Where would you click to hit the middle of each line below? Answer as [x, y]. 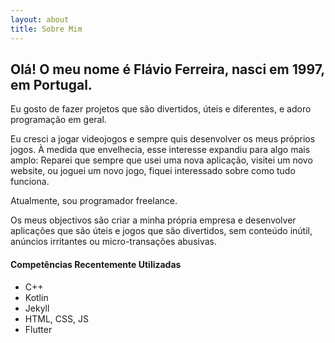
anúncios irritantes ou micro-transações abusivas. [114, 242]
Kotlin [36, 297]
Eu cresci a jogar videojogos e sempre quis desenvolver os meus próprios [163, 139]
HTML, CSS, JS [56, 318]
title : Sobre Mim [46, 29]
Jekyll [37, 308]
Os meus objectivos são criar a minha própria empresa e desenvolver [153, 220]
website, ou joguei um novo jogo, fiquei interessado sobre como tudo [153, 171]
